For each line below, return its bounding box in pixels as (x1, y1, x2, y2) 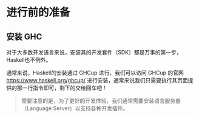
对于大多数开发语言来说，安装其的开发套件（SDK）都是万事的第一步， (6, 49, 182, 56)
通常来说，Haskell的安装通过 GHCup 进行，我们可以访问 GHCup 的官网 (6, 69, 184, 76)
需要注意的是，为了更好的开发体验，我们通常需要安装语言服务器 (21, 97, 181, 104)
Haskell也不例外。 (6, 56, 52, 64)
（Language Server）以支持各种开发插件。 (21, 105, 129, 112)
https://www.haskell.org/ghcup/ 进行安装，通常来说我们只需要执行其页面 (6, 77, 188, 84)
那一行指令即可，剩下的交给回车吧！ (16, 84, 107, 91)
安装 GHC (6, 31, 42, 42)
